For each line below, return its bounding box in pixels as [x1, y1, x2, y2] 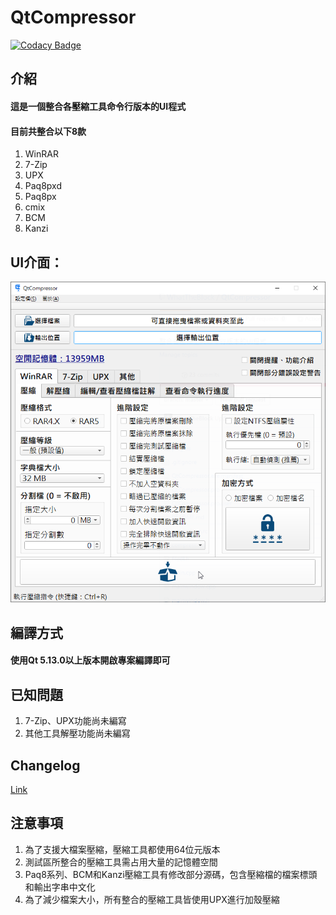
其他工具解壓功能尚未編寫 [24, 727, 131, 740]
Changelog [10, 757, 81, 774]
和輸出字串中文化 [24, 881, 96, 893]
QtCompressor [10, 6, 137, 29]
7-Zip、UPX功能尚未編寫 [24, 715, 127, 727]
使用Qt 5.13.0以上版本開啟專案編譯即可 [10, 654, 171, 666]
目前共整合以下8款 [10, 125, 87, 137]
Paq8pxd [24, 180, 62, 192]
